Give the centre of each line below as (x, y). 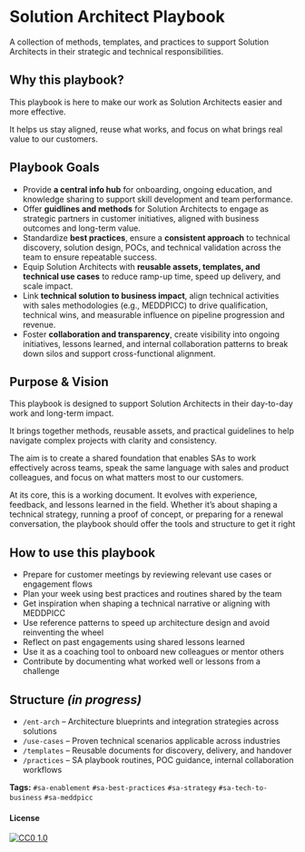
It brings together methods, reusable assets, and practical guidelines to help (152, 431)
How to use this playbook (83, 553)
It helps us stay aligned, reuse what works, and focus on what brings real (146, 129)
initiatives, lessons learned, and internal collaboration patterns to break (155, 343)
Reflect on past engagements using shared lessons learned (133, 642)
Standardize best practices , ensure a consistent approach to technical (156, 237)
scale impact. (48, 286)
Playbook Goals (54, 168)
